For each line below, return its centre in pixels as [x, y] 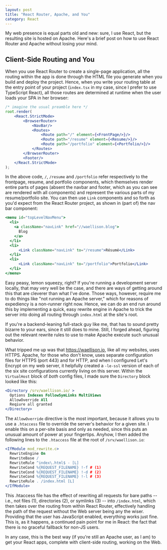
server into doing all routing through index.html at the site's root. [72, 314]
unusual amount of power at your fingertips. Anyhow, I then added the [77, 434]
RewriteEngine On [28, 454]
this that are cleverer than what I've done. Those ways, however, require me [83, 293]
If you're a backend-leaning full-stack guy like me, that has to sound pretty [82, 324]
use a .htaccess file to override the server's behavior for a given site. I [77, 424]
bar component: [22, 208]
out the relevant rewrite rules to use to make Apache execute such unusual [82, 335]
